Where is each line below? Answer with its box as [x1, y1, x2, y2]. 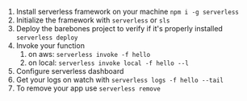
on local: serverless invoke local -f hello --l [27, 58, 190, 67]
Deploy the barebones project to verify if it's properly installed [15, 24, 224, 33]
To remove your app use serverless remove [15, 83, 161, 93]
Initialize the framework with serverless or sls [15, 15, 170, 25]
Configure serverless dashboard [15, 67, 124, 75]
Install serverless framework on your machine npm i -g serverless [15, 7, 240, 16]
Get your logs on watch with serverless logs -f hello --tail [15, 75, 224, 84]
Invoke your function [15, 41, 85, 50]
